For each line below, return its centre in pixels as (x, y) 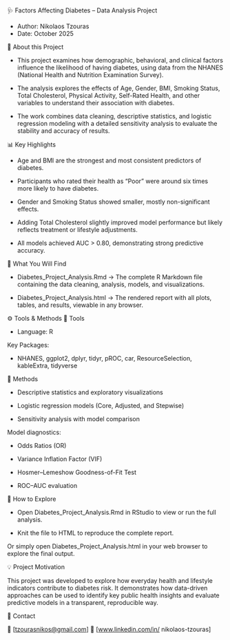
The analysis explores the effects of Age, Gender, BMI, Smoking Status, (118, 88)
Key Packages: (28, 345)
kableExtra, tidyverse (47, 365)
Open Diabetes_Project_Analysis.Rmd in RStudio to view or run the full (117, 512)
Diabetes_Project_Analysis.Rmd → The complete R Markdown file (110, 277)
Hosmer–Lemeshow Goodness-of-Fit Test (76, 472)
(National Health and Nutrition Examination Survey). (90, 75)
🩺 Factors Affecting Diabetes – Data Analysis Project (82, 10)
